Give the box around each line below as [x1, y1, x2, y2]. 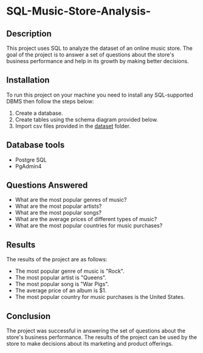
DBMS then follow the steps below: [6, 97, 94, 105]
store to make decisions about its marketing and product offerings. [6, 340, 173, 348]
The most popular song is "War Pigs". [15, 281, 109, 288]
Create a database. [15, 109, 63, 117]
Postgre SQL [15, 156, 47, 163]
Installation [6, 75, 50, 86]
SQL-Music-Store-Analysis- [6, 4, 151, 18]
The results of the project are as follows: [6, 256, 108, 263]
